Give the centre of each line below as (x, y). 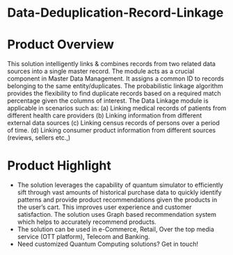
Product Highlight (59, 166)
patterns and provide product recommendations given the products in (117, 200)
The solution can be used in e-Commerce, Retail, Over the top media (115, 229)
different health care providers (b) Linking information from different (105, 115)
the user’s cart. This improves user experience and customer (104, 207)
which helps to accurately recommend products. (87, 222)
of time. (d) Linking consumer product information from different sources (112, 131)
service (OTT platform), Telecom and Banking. (83, 237)
